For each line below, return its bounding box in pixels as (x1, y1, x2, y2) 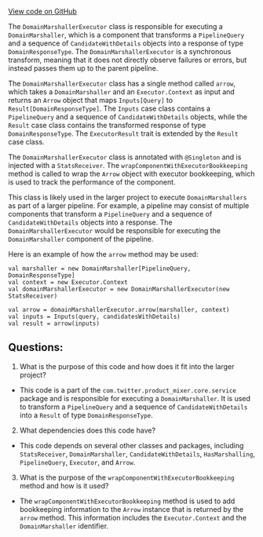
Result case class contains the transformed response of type (8, 121, 206, 130)
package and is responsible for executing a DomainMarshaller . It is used (19, 393, 251, 403)
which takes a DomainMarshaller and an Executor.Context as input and (8, 87, 236, 97)
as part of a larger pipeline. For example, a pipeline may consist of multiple (8, 201, 250, 210)
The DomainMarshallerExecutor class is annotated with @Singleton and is (8, 152, 242, 162)
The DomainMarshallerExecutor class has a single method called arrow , (8, 79, 236, 88)
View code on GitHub (8, 7, 77, 16)
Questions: (8, 341, 64, 354)
